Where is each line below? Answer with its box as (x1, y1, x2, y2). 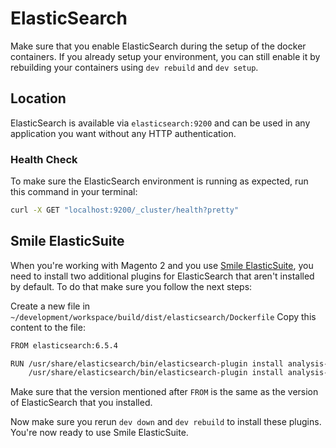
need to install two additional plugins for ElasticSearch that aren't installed (10, 270, 315, 282)
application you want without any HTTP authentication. (10, 127, 237, 139)
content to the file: (10, 321, 86, 333)
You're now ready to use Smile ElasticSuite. (10, 427, 189, 439)
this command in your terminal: (10, 186, 138, 198)
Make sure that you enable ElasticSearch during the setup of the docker (10, 40, 307, 52)
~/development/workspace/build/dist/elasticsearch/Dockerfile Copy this (10, 310, 317, 322)
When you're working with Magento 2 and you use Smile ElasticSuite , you (10, 259, 314, 271)
